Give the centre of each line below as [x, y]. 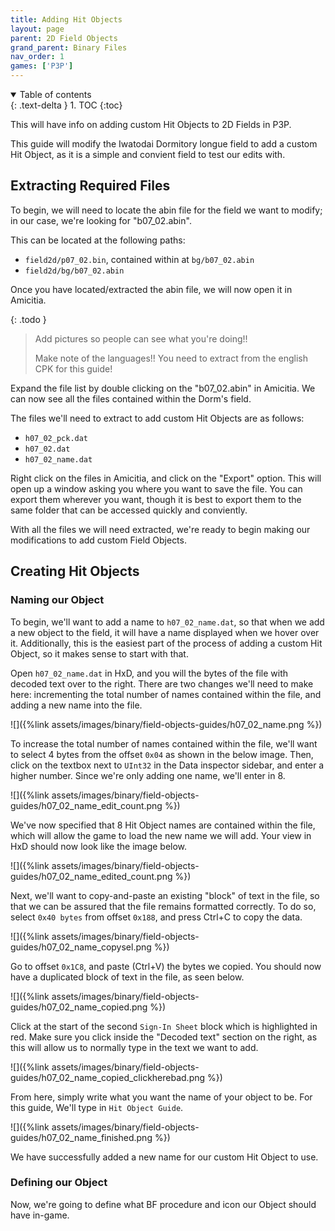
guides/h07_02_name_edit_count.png [86, 805]
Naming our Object [57, 600]
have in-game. [40, 1215]
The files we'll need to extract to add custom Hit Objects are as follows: [157, 418]
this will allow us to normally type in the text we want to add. [134, 1047]
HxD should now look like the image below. [99, 846]
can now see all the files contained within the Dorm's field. [131, 398]
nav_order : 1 [37, 57]
